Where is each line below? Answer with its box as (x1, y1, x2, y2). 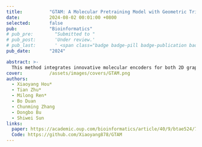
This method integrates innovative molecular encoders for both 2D (11, 64, 185, 70)
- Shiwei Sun (11, 115, 44, 121)
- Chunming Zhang (11, 104, 55, 110)
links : (6, 120, 23, 127)
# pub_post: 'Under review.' (6, 37, 96, 43)
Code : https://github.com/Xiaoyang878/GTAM (11, 132, 122, 138)
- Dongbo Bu (11, 109, 42, 115)
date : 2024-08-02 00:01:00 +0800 (6, 14, 117, 20)
